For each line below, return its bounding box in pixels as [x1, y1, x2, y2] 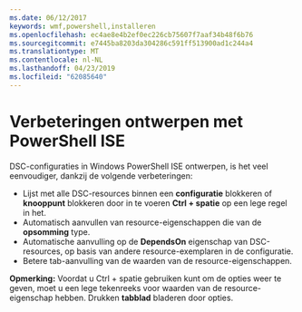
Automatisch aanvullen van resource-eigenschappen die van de [22, 217, 262, 228]
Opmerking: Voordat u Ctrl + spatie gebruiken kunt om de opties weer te [9, 273, 282, 284]
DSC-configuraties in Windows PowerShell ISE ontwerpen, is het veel [9, 161, 269, 171]
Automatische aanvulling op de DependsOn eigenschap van [22, 236, 248, 247]
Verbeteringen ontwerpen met [9, 111, 243, 132]
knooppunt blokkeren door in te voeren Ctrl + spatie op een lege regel [22, 197, 287, 209]
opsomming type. [22, 226, 91, 237]
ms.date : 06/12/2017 [9, 13, 88, 23]
